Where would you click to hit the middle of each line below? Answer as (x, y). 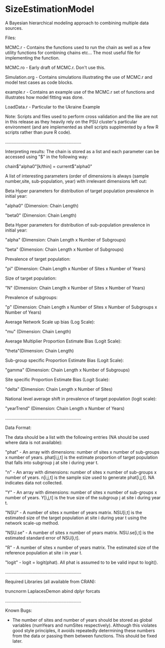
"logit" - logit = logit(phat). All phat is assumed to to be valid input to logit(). (82, 562)
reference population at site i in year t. (44, 553)
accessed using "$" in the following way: (47, 157)
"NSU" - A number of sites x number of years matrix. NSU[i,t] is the (74, 512)
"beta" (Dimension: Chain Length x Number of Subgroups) (64, 249)
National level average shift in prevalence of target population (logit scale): (81, 399)
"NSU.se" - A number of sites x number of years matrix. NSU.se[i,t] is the (80, 532)
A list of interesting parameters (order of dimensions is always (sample (77, 176)
